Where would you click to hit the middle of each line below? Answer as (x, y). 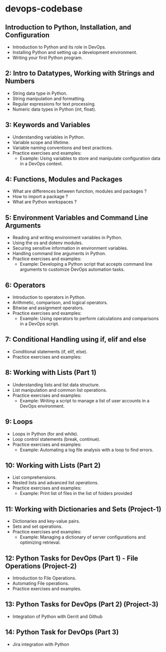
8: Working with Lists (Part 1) (51, 373)
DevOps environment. (42, 406)
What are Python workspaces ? (45, 202)
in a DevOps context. (41, 164)
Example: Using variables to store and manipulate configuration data (90, 158)
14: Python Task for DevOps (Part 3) (62, 632)
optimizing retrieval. (40, 542)
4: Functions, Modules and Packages (64, 179)
